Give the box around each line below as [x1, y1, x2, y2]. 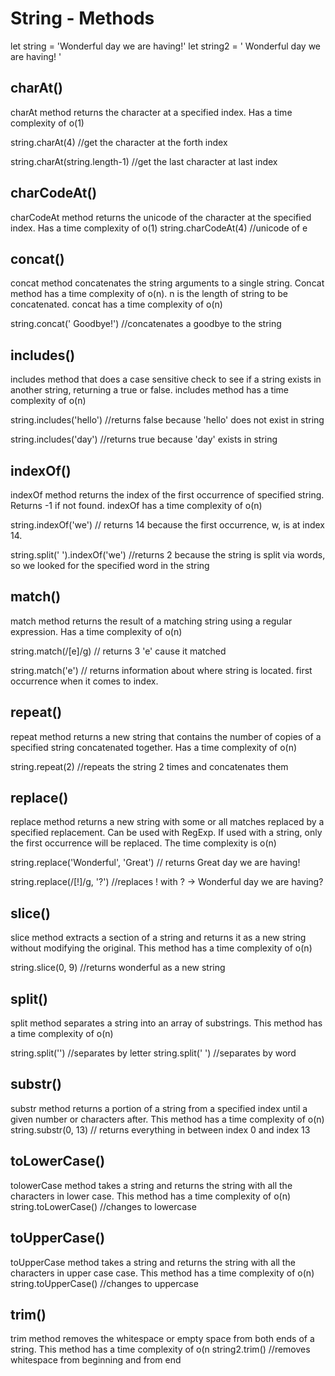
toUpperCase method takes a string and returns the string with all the [10, 1256, 296, 1268]
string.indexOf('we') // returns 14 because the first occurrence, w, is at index [10, 519, 326, 531]
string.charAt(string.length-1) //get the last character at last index [10, 155, 278, 167]
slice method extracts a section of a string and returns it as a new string [10, 932, 307, 944]
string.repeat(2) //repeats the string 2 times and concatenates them [10, 760, 289, 772]
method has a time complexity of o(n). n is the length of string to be [10, 288, 288, 300]
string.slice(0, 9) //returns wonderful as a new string [10, 962, 226, 974]
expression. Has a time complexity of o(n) [10, 625, 183, 637]
